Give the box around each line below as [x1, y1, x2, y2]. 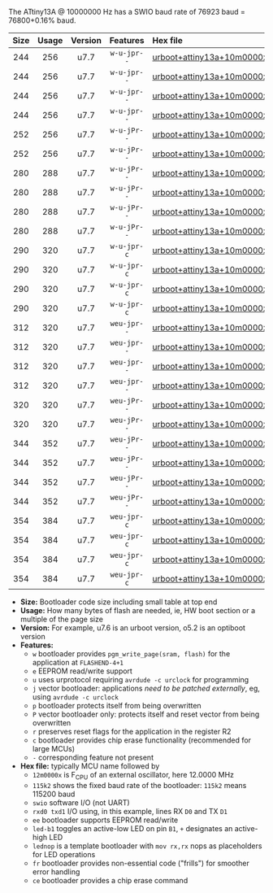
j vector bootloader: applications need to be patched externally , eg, [32, 683, 260, 693]
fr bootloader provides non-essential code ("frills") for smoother [32, 858, 250, 868]
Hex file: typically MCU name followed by [19, 761, 160, 771]
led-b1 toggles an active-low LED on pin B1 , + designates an [32, 823, 233, 833]
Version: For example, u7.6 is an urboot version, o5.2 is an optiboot [19, 623, 246, 633]
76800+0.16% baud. [8, 15, 76, 25]
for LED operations [32, 849, 96, 859]
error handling [32, 866, 80, 877]
